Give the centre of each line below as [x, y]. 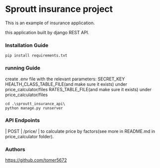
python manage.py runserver [34, 108]
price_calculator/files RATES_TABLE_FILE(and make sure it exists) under [79, 89]
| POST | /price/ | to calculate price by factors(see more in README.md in [80, 131]
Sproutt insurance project [59, 9]
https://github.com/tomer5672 [36, 160]
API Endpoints [23, 120]
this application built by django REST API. [47, 32]
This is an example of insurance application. [50, 23]
